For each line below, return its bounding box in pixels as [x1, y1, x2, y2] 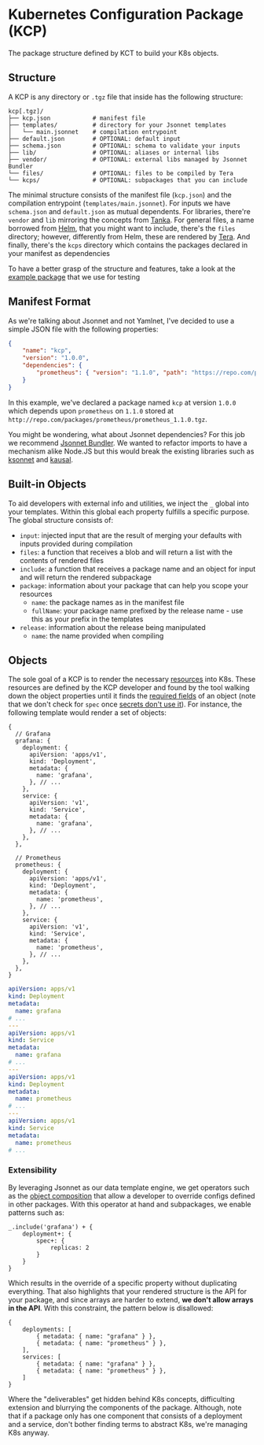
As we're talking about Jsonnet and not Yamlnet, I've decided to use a [8, 316, 235, 325]
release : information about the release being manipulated [19, 622, 206, 632]
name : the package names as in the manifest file [31, 597, 185, 607]
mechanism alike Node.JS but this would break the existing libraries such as [8, 446, 255, 456]
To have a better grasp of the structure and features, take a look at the [8, 264, 236, 273]
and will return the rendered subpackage [19, 572, 152, 582]
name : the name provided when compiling [31, 631, 164, 640]
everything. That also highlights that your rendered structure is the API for [8, 1286, 247, 1296]
